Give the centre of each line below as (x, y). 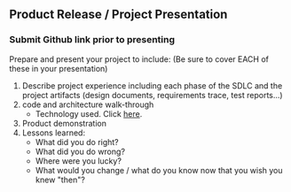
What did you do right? (77, 142)
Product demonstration (64, 123)
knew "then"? (60, 180)
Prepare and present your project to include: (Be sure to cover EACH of (139, 59)
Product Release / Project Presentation (118, 15)
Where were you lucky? (79, 161)
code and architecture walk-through (88, 104)
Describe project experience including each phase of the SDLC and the (152, 85)
